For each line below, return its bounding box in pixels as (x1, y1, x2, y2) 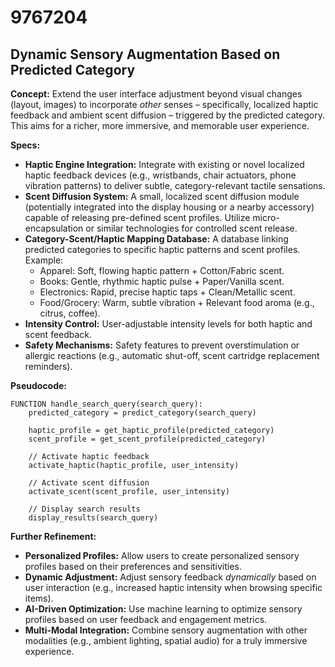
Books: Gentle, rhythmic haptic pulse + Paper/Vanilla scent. (39, 276, 285, 287)
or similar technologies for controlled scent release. (85, 222, 298, 234)
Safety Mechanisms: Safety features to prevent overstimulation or (24, 339, 300, 351)
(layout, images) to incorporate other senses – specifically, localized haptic (10, 99, 319, 110)
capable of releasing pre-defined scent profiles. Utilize (24, 212, 251, 223)
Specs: (10, 139, 41, 151)
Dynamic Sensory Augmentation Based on (10, 46, 281, 63)
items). (24, 592, 54, 604)
